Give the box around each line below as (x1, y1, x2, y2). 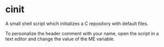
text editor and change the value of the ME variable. (5, 36, 115, 42)
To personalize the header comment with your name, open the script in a (5, 30, 159, 36)
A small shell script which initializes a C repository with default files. (5, 20, 149, 27)
